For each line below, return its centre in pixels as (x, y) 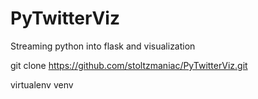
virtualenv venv (42, 84)
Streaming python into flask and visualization (103, 46)
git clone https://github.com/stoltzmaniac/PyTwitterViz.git (129, 65)
